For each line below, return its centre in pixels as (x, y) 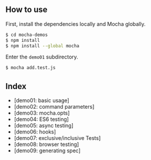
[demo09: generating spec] (47, 151)
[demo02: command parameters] (54, 107)
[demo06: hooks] (35, 132)
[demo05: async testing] (44, 126)
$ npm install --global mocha (43, 46)
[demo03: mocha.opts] (42, 113)
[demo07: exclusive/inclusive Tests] (57, 138)
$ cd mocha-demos (27, 35)
